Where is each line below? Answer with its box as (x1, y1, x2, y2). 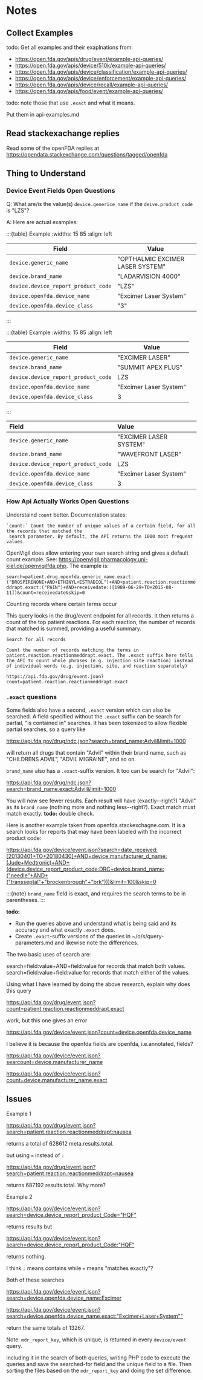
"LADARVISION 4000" (117, 272, 181, 280)
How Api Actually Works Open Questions (6, 497, 129, 506)
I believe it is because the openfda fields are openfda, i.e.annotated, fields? (6, 1040, 193, 1048)
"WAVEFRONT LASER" (117, 450, 182, 458)
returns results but (6, 1223, 53, 1230)
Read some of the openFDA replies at (6, 144, 100, 152)
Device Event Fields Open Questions (6, 187, 115, 195)
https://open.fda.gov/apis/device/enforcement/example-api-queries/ (14, 75, 186, 82)
